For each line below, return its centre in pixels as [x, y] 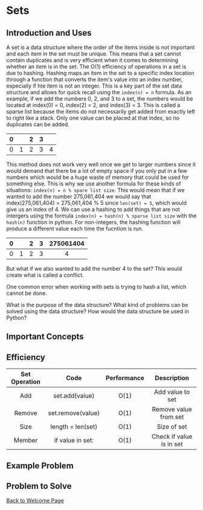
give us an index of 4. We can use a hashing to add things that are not [93, 209]
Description [172, 378]
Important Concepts [45, 337]
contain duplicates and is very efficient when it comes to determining [92, 60]
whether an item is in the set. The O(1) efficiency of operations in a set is [96, 66]
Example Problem [40, 466]
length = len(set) [74, 427]
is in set [172, 444]
